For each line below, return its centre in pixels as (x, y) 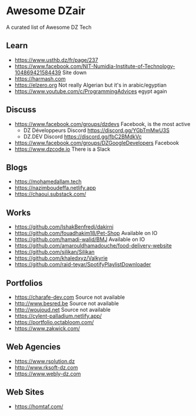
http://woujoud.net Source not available (62, 310)
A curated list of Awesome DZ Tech (49, 27)
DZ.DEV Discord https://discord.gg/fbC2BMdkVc (83, 136)
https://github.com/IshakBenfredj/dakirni (64, 227)
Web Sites (25, 392)
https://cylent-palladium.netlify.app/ (58, 316)
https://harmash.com (40, 78)
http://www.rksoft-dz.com (46, 367)
